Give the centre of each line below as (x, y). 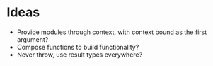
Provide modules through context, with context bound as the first (112, 32)
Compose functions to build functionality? (78, 47)
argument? (33, 39)
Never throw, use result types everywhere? (80, 55)
